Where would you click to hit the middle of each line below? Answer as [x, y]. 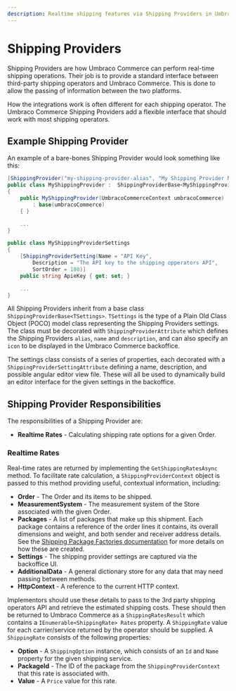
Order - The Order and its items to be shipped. [85, 497]
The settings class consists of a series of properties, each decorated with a [116, 360]
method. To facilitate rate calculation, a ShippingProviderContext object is [113, 476]
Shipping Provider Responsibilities [84, 404]
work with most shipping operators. [59, 119]
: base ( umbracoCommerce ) [69, 205]
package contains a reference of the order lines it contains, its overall [118, 527]
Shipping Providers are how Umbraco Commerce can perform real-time [111, 68]
